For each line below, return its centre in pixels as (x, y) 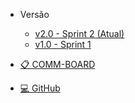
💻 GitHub (40, 88)
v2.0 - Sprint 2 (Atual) (79, 33)
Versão (34, 14)
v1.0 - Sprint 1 (63, 44)
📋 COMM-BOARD (57, 64)
